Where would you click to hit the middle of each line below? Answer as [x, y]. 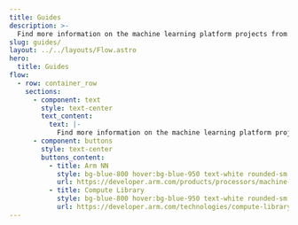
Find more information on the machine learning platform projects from [153, 34]
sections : [43, 91]
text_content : [67, 116]
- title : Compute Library [96, 190]
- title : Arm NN [78, 166]
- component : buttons [73, 141]
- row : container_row [57, 83]
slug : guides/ [35, 42]
